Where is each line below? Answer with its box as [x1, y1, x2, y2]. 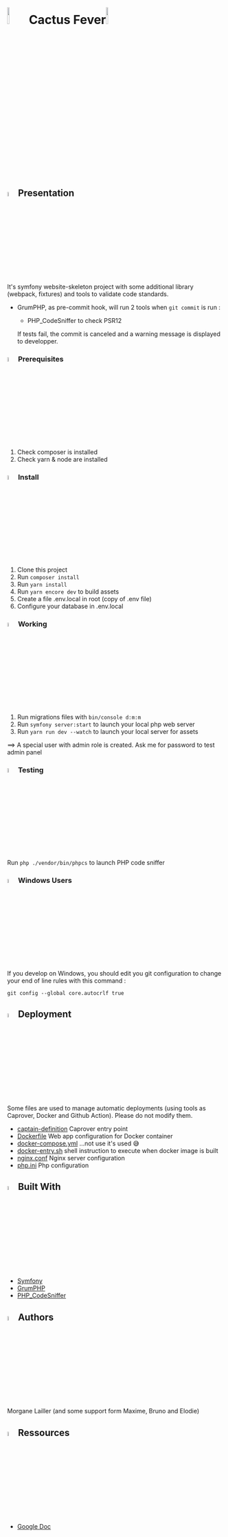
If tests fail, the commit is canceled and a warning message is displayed [16, 330, 221, 338]
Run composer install [16, 573, 80, 581]
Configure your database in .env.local [16, 602, 124, 611]
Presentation [18, 187, 75, 199]
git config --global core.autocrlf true [7, 989, 125, 996]
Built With [18, 1181, 61, 1193]
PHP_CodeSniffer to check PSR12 [27, 317, 122, 325]
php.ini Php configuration [16, 1161, 89, 1169]
